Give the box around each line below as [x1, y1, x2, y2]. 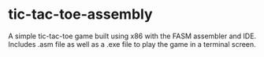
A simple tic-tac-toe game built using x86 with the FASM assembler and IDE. [8, 31, 257, 41]
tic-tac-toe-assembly [8, 5, 153, 23]
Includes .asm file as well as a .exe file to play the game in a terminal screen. [8, 39, 256, 48]
